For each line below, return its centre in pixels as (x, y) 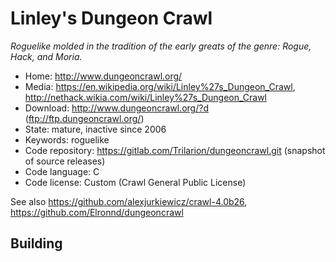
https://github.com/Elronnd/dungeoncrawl (97, 212)
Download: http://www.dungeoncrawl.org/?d (116, 108)
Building (36, 243)
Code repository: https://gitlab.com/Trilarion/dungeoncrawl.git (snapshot (175, 150)
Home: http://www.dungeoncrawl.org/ (103, 76)
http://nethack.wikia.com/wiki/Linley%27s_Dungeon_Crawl (146, 97)
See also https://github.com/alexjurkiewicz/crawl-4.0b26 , (129, 201)
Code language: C (62, 171)
